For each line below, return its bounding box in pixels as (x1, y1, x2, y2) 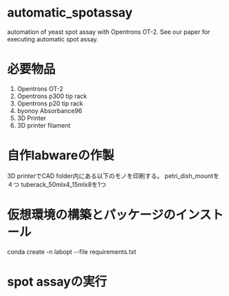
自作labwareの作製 (7, 148, 115, 164)
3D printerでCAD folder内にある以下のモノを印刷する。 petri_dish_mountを (7, 171, 220, 180)
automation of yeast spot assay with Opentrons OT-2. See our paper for (7, 28, 210, 36)
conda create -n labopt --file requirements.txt (7, 247, 136, 256)
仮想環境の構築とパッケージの (7, 207, 176, 222)
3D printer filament (17, 121, 71, 129)
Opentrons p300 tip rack (17, 92, 87, 100)
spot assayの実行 (7, 274, 107, 289)
